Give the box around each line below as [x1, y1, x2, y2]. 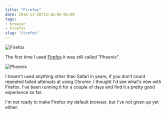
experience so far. [5, 89, 42, 95]
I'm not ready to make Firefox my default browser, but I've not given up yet [5, 99, 159, 105]
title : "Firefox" [5, 7, 41, 12]
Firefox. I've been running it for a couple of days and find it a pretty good [5, 84, 155, 90]
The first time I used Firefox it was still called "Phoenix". [5, 54, 120, 60]
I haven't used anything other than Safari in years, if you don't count [5, 73, 145, 79]
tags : [5, 16, 16, 21]
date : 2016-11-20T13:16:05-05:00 [5, 12, 75, 17]
